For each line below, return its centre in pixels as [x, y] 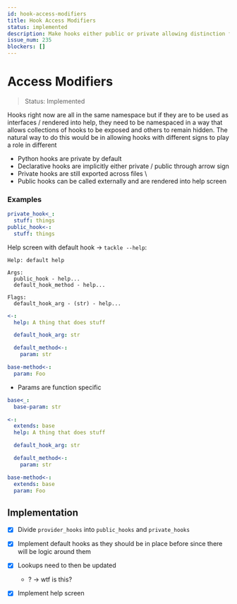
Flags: [17, 297]
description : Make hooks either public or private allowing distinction [116, 34]
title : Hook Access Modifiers [52, 20]
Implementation [43, 513]
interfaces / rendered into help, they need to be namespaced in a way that [115, 122]
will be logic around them [54, 552]
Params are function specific [59, 387]
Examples [25, 199]
